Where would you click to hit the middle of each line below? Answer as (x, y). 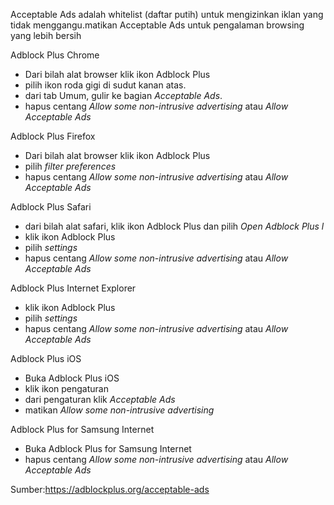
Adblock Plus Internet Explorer (73, 288)
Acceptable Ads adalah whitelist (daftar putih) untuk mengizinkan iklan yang (167, 14)
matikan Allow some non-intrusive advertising (119, 410)
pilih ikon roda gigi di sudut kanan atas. (105, 85)
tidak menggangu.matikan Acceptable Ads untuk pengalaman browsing (157, 25)
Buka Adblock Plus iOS (72, 378)
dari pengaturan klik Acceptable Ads (100, 399)
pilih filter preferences (70, 166)
